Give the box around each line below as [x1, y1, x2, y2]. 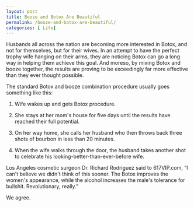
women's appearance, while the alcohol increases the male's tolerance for [6, 177, 185, 184]
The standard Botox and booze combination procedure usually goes [6, 83, 170, 90]
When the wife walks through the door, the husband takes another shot [14, 147, 186, 154]
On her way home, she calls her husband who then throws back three [14, 129, 182, 136]
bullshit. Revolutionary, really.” [6, 183, 79, 190]
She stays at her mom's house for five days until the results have [14, 112, 171, 119]
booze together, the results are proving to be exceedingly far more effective [6, 65, 189, 73]
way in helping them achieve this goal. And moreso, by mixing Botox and [6, 59, 181, 66]
